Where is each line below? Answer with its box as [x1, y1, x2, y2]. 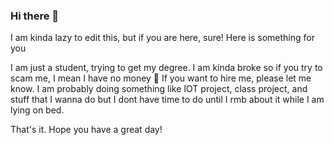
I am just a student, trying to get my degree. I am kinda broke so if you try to [10, 62, 323, 74]
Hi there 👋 [10, 9, 60, 23]
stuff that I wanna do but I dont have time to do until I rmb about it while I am [10, 94, 325, 106]
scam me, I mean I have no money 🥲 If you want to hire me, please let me [10, 72, 312, 84]
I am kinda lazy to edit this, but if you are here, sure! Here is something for [10, 32, 315, 44]
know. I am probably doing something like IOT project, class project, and [10, 83, 308, 95]
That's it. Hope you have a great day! [10, 124, 163, 136]
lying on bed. [10, 104, 65, 116]
